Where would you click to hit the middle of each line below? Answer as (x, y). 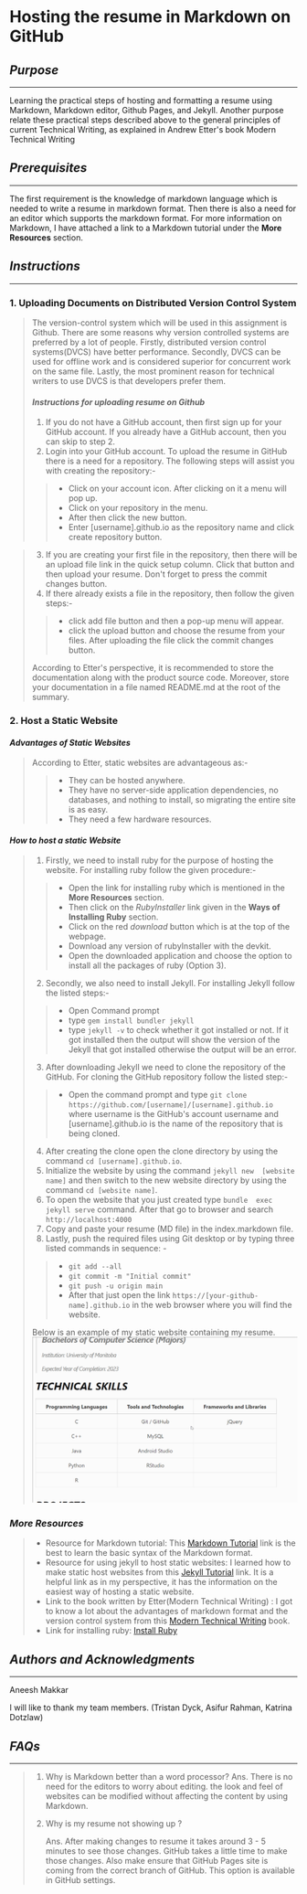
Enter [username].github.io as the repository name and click (181, 527)
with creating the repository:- (101, 471)
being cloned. (94, 1133)
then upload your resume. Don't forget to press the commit (156, 574)
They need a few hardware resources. (140, 819)
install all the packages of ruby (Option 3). (147, 965)
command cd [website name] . (101, 1190)
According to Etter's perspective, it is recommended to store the (153, 668)
